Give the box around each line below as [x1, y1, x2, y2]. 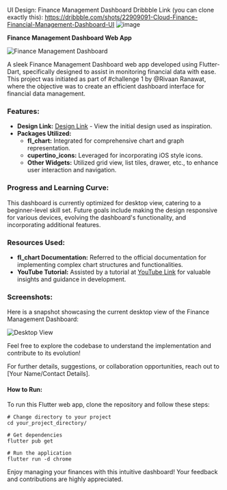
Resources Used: [7, 237, 65, 247]
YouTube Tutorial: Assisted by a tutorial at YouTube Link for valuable [16, 268, 211, 276]
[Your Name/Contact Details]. [7, 370, 90, 378]
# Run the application [7, 450, 72, 457]
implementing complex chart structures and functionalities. [16, 260, 183, 268]
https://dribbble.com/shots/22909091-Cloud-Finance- [44, 13, 198, 21]
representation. [27, 144, 70, 152]
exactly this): [7, 13, 43, 21]
